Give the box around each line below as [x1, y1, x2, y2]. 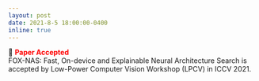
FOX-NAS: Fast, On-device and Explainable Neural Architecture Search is [8, 56, 247, 65]
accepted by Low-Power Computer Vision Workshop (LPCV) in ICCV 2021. [8, 64, 252, 74]
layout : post [8, 11, 51, 20]
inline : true [8, 26, 51, 34]
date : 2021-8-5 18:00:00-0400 [8, 19, 109, 27]
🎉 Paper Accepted [8, 48, 70, 57]
